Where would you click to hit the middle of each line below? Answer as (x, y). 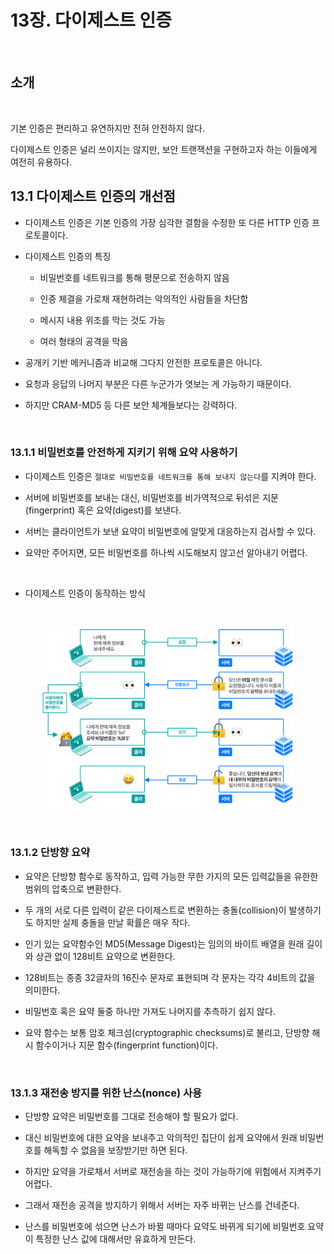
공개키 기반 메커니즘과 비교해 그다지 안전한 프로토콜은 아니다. (143, 362)
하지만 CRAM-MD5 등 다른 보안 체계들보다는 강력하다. (131, 405)
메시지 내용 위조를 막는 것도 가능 (102, 320)
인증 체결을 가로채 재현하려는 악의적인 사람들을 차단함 (144, 298)
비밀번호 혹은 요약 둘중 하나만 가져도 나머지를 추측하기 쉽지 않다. (150, 1011)
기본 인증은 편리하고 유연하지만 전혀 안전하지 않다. (108, 128)
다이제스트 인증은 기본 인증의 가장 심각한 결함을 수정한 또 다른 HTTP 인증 (167, 222)
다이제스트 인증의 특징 (68, 256)
